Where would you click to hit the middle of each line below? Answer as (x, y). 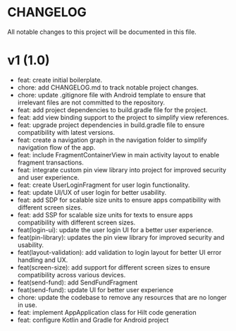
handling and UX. (43, 260)
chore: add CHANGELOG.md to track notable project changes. (108, 87)
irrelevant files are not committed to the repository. (91, 102)
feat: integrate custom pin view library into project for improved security (122, 169)
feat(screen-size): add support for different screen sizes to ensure (114, 267)
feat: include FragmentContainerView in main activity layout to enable (118, 155)
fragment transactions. (51, 162)
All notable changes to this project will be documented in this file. (102, 32)
